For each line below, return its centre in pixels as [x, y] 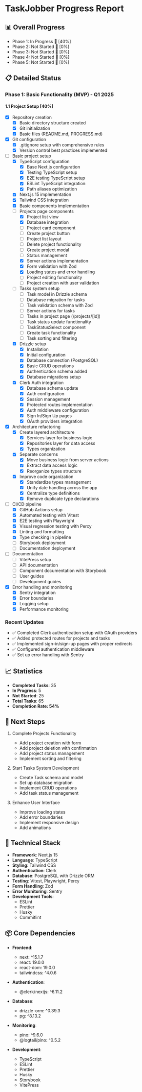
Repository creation [32, 117]
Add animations [35, 828]
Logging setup [34, 604]
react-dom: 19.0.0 [37, 967]
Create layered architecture [47, 432]
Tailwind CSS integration [44, 200]
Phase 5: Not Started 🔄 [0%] [41, 62]
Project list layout [44, 238]
